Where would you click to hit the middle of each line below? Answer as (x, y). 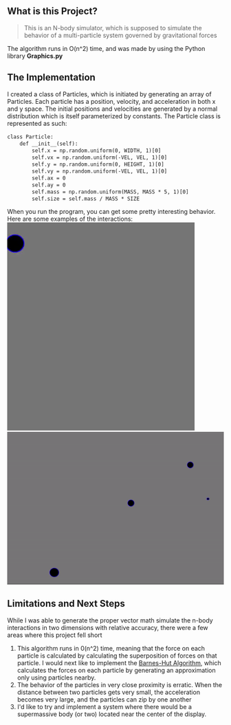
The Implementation (52, 77)
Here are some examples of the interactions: (70, 219)
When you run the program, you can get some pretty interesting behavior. (111, 211)
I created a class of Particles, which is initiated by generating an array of (109, 94)
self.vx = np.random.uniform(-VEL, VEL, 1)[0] (100, 158)
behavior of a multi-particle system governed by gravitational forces (121, 35)
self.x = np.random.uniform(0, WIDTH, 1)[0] (97, 151)
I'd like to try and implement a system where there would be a (104, 706)
